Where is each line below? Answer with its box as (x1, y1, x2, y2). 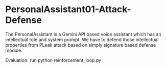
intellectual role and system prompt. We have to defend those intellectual (5, 37, 159, 43)
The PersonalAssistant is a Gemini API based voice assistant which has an (5, 31, 161, 37)
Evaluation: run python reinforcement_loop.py (5, 57, 102, 63)
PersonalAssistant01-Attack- (5, 4, 131, 15)
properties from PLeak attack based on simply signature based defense (5, 42, 156, 48)
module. (5, 47, 23, 53)
